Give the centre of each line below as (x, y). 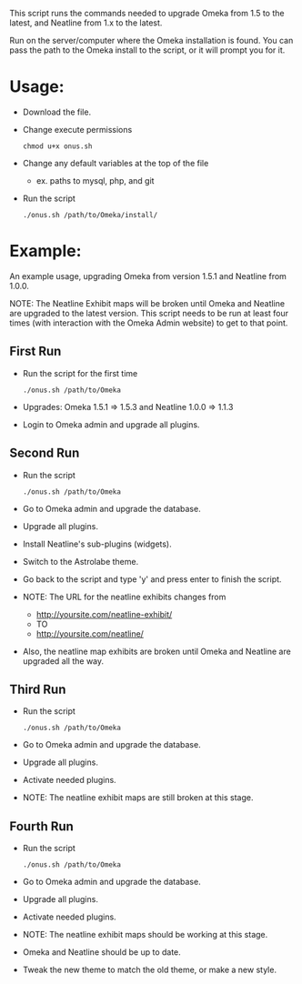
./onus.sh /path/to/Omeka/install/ (90, 215)
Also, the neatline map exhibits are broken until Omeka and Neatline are (156, 651)
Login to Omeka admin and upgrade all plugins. (111, 424)
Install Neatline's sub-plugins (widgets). (97, 544)
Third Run (38, 689)
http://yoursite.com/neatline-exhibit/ (104, 614)
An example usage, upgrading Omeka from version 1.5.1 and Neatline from (148, 276)
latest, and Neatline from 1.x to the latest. (86, 23)
